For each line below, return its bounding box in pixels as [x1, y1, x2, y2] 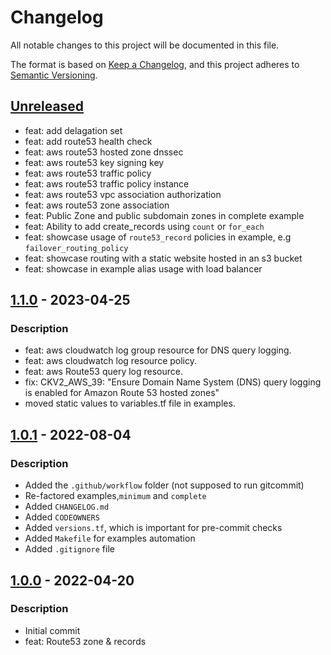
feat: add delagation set [24, 124, 123, 136]
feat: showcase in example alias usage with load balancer [24, 262, 263, 275]
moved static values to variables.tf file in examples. [24, 397, 236, 410]
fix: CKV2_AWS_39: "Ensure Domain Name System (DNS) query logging [24, 376, 322, 388]
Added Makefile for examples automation [24, 532, 196, 545]
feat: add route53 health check [24, 135, 153, 147]
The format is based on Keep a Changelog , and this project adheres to [10, 58, 300, 70]
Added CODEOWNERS [24, 511, 100, 523]
